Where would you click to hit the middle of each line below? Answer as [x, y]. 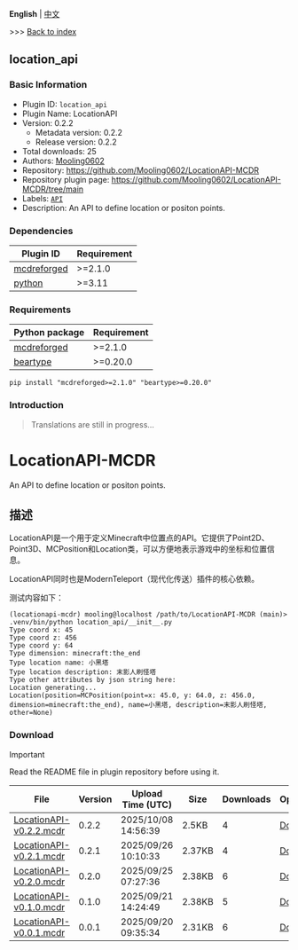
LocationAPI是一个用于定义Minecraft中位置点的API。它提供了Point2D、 [139, 538]
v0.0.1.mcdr [39, 932]
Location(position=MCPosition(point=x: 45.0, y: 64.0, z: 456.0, [132, 695]
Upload [147, 793]
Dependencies [41, 231]
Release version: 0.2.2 [76, 142]
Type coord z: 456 [43, 638]
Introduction [36, 405]
